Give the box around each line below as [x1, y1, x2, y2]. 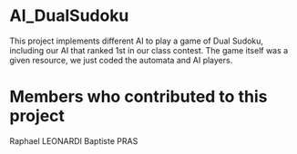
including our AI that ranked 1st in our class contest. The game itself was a [9, 44, 289, 55]
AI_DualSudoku [9, 5, 129, 26]
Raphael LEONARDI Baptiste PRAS [9, 135, 138, 146]
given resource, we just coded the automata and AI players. [9, 54, 233, 65]
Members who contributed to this [9, 87, 268, 107]
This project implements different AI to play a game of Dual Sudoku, [9, 35, 264, 46]
